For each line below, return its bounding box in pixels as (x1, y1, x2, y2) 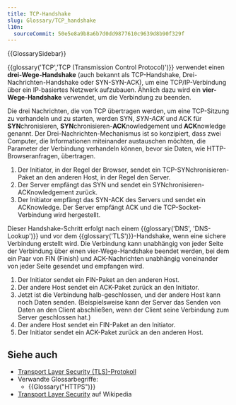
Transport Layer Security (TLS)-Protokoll (17, 368, 136, 376)
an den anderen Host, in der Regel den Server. (35, 173, 171, 182)
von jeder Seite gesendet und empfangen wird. (7, 262, 145, 271)
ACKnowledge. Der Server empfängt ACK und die (17, 203, 163, 212)
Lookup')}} (7, 232, 39, 240)
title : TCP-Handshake (7, 10, 71, 18)
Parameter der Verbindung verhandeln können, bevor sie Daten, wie (7, 144, 206, 153)
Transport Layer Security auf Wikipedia (17, 390, 132, 399)
